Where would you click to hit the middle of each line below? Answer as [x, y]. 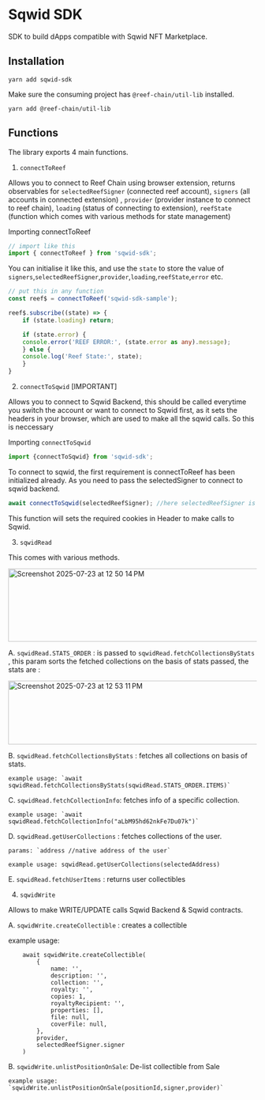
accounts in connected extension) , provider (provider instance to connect [129, 199]
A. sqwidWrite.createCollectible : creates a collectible [98, 925]
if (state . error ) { [54, 335]
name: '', [66, 969]
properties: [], [77, 1010]
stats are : [24, 669]
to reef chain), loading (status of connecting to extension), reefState [120, 208]
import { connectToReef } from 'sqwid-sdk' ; [82, 253]
